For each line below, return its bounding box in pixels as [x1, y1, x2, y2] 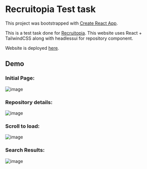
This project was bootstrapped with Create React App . [5, 20, 118, 26]
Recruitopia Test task [5, 4, 96, 15]
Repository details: [5, 99, 53, 106]
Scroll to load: [5, 122, 40, 129]
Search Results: [5, 147, 45, 154]
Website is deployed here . [5, 45, 59, 51]
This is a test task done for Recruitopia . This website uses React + [5, 30, 142, 36]
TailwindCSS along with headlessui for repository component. [5, 35, 133, 41]
